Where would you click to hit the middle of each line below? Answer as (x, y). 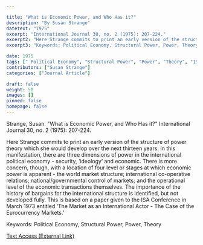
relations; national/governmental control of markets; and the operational (96, 180)
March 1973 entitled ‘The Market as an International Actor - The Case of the (100, 206)
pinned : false (24, 101)
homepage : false (27, 106)
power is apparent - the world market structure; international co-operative (98, 174)
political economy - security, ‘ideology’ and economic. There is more (92, 161)
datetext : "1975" (28, 28)
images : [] (20, 95)
